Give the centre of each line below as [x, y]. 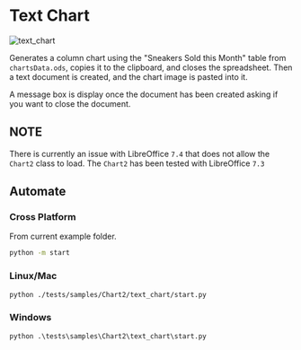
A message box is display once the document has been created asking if [144, 94]
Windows [31, 318]
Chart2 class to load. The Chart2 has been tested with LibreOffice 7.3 [137, 163]
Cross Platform [43, 217]
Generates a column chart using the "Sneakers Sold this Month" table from [148, 57]
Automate [38, 192]
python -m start [40, 253]
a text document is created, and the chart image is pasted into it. [129, 76]
